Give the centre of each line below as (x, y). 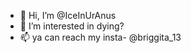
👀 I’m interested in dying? (72, 26)
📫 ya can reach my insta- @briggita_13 (100, 37)
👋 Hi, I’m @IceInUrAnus (68, 15)
